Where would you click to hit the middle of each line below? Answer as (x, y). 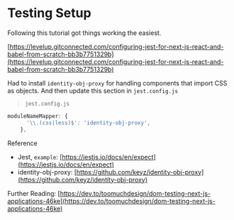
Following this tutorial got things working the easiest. (84, 33)
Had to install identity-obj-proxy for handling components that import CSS (117, 83)
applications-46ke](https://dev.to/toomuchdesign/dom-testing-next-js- (112, 201)
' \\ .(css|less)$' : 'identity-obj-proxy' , (88, 122)
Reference (22, 143)
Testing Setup (49, 13)
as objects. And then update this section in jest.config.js (93, 90)
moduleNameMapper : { (38, 116)
